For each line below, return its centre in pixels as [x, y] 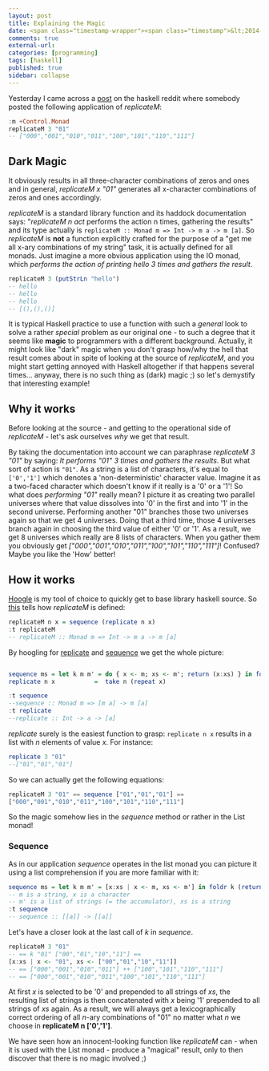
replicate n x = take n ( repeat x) [87, 681]
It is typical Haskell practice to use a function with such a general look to [128, 324]
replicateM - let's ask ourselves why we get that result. [99, 437]
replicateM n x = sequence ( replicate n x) [82, 622]
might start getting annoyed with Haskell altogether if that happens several [131, 366]
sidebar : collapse [39, 75]
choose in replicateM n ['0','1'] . [60, 1026]
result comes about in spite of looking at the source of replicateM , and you [131, 358]
